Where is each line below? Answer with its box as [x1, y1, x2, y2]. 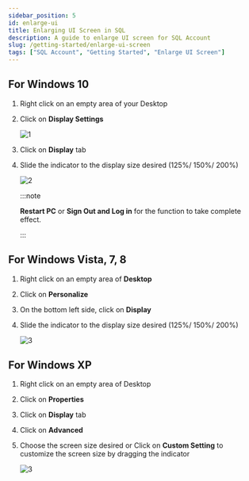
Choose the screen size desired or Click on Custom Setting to [19, 441, 224, 450]
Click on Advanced [19, 426, 83, 435]
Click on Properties [19, 395, 85, 404]
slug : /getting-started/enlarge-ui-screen [8, 41, 151, 49]
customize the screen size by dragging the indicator [19, 449, 190, 459]
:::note [19, 191, 41, 200]
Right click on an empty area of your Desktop [19, 98, 168, 108]
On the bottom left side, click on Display [19, 304, 152, 314]
